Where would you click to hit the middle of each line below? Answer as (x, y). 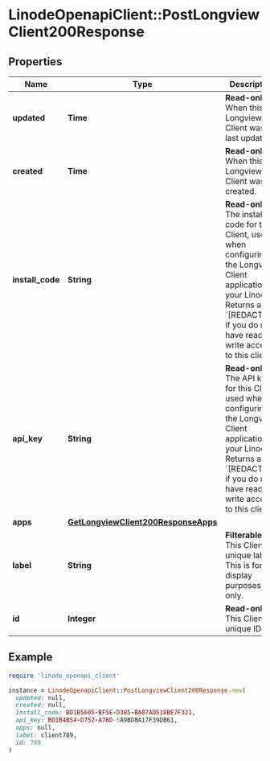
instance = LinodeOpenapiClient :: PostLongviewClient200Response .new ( (127, 690)
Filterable (243, 535)
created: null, (41, 705)
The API (240, 378)
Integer (82, 619)
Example (31, 657)
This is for (243, 565)
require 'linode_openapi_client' (64, 676)
